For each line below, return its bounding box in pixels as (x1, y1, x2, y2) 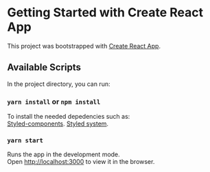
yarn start (7, 137, 43, 144)
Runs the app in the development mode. (7, 150, 120, 158)
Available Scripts (7, 61, 81, 73)
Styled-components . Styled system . (7, 119, 108, 128)
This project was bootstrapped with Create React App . (7, 42, 161, 50)
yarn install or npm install (7, 97, 101, 106)
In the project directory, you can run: (7, 80, 110, 88)
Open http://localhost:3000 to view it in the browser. (7, 158, 155, 166)
